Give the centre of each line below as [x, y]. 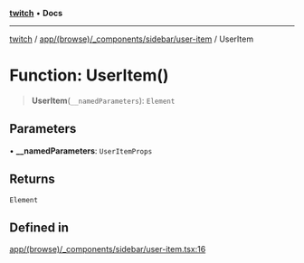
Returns [33, 179]
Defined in [39, 227]
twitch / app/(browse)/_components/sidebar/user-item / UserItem [132, 39]
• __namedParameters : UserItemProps [81, 150]
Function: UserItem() [89, 75]
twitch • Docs [36, 13]
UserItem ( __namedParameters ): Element [103, 100]
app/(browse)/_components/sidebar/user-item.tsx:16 [108, 249]
